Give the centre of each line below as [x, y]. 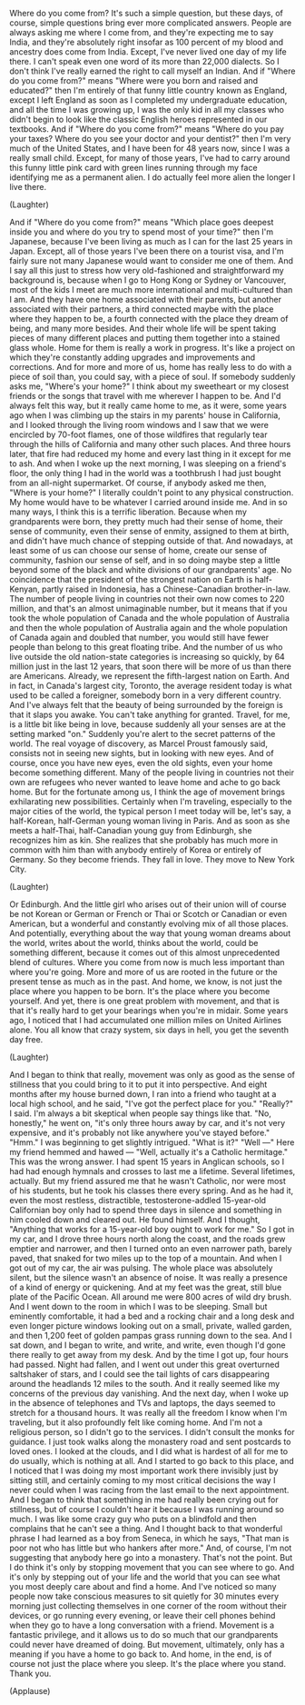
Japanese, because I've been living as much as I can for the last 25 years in [151, 241]
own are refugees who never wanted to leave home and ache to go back [145, 782]
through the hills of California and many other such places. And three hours [150, 444]
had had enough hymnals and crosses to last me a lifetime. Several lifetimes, [152, 1171]
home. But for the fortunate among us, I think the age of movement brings [148, 792]
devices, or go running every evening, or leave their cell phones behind [143, 1615]
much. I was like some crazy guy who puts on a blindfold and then [133, 1519]
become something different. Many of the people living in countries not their [152, 773]
